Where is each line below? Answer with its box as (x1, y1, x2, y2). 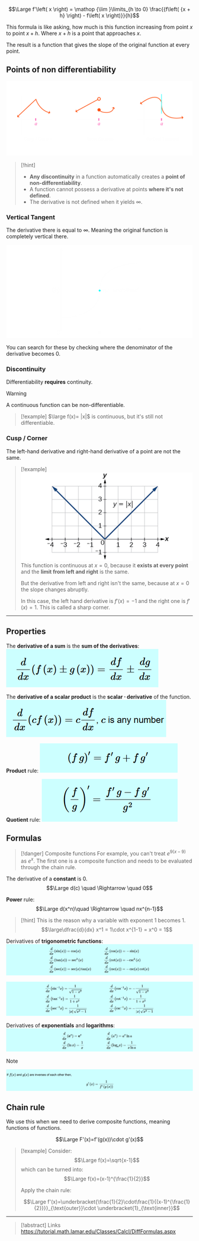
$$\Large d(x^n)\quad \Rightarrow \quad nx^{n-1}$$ (35, 905, 164, 912)
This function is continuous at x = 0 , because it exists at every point (20, 561, 188, 569)
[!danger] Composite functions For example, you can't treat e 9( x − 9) (20, 849, 187, 857)
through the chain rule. (20, 863, 76, 870)
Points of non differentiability (6, 65, 117, 75)
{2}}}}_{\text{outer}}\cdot (34, 1205, 97, 1212)
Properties (6, 627, 46, 637)
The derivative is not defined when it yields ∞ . (29, 198, 143, 205)
